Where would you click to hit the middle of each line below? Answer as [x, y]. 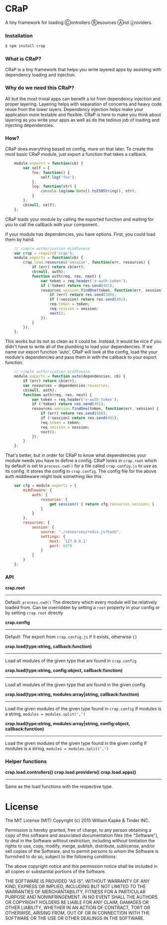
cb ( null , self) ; [40, 205]
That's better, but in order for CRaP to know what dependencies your [76, 455]
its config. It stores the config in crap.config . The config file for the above [81, 471]
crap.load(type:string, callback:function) [48, 647]
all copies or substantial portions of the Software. [55, 872]
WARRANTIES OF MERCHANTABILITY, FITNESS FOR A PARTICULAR [75, 892]
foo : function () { [51, 172]
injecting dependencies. [30, 125]
